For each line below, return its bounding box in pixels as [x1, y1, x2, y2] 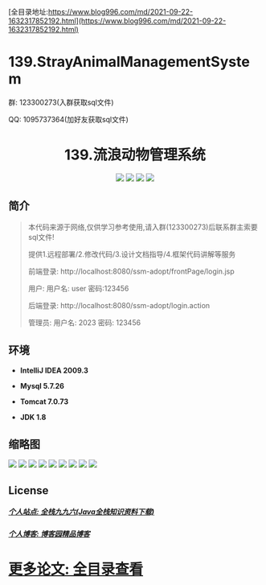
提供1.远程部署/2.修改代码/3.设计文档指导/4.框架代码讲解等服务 [27, 249, 236, 259]
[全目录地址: [8, 7, 49, 16]
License [8, 484, 49, 497]
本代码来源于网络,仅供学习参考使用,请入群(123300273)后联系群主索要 [27, 222, 259, 232]
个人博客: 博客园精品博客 [8, 529, 90, 538]
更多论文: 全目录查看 [8, 560, 143, 578]
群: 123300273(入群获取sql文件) [8, 97, 114, 107]
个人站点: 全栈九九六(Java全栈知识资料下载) [8, 507, 155, 517]
